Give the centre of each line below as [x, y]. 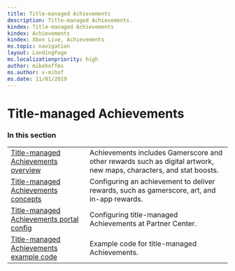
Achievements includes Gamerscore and [156, 153]
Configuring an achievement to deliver [152, 181]
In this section [32, 135]
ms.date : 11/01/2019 [37, 79]
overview [26, 170]
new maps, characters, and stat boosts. [154, 170]
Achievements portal [45, 219]
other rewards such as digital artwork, [152, 161]
